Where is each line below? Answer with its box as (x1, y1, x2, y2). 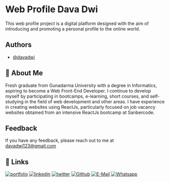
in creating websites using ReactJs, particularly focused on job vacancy (5, 104, 156, 110)
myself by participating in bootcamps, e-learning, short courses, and (5, 93, 149, 99)
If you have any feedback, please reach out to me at (5, 137, 114, 143)
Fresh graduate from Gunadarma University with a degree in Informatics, (5, 82, 157, 88)
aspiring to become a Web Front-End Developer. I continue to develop (5, 87, 151, 94)
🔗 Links (5, 158, 29, 166)
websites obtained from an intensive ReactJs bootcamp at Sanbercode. (5, 109, 155, 115)
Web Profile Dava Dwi (5, 4, 98, 15)
